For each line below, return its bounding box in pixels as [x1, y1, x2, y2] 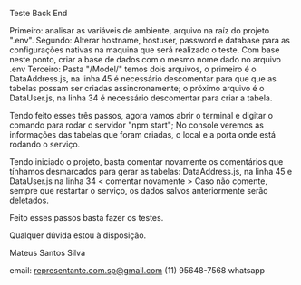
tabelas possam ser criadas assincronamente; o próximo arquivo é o [9, 83, 265, 93]
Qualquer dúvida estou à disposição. [9, 230, 147, 241]
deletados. [9, 195, 50, 205]
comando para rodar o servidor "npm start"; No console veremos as [9, 119, 265, 130]
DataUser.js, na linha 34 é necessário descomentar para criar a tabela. [9, 92, 273, 103]
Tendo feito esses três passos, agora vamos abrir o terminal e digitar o [9, 110, 274, 120]
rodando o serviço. [9, 139, 81, 149]
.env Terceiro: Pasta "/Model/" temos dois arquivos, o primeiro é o [9, 63, 257, 74]
